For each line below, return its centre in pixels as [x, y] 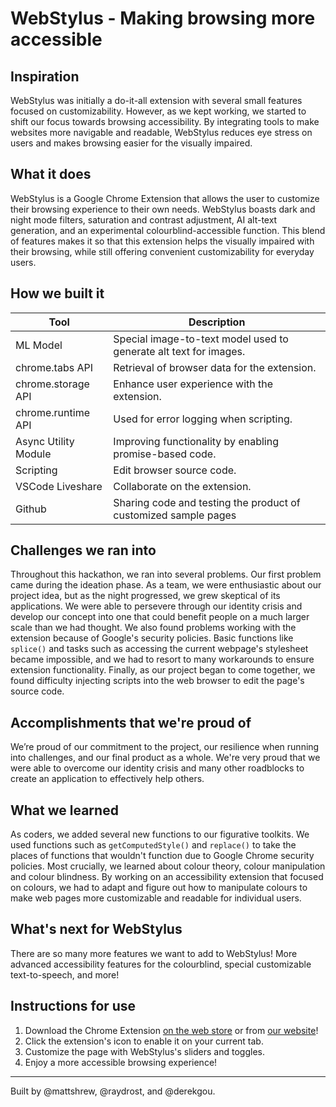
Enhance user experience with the [193, 384]
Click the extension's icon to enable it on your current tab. [144, 1041]
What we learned [64, 810]
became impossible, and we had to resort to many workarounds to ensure [162, 659]
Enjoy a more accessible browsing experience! [121, 1062]
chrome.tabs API [54, 367]
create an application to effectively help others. [107, 779]
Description [217, 322]
